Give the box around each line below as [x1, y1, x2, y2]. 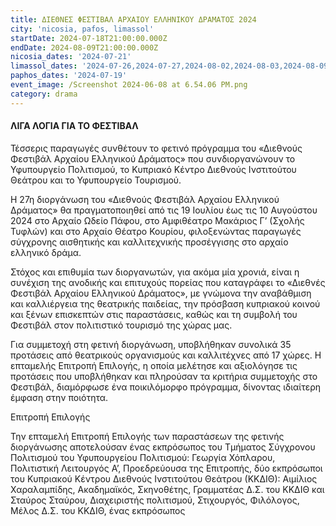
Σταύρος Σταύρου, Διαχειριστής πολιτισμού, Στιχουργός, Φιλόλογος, [10, 494, 300, 506]
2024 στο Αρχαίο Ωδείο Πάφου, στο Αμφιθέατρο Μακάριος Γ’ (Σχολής [10, 214, 305, 226]
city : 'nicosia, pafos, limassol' [10, 24, 155, 34]
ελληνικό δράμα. [10, 246, 82, 258]
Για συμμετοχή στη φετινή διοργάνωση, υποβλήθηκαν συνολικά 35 [10, 338, 292, 350]
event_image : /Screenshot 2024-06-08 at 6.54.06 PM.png [10, 80, 248, 90]
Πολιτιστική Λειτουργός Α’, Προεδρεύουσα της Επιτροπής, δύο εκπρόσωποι [10, 462, 323, 474]
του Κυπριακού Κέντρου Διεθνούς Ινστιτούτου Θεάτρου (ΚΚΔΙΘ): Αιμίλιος [10, 472, 318, 485]
